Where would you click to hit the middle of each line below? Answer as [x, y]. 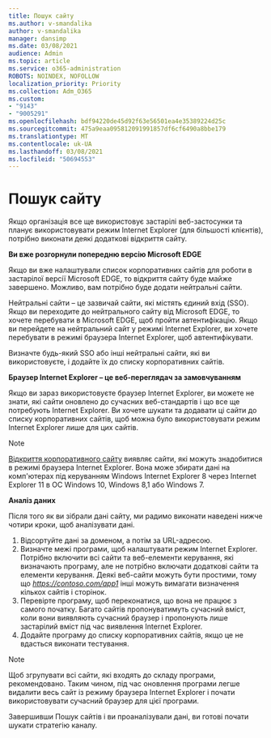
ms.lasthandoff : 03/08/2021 [56, 151]
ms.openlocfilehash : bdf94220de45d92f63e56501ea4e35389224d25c [117, 122]
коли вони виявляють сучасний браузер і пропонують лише [124, 618]
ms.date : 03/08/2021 [43, 46]
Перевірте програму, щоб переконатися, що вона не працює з [128, 601]
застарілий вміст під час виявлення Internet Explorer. [111, 627]
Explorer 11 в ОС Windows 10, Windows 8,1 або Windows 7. [106, 485]
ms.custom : [27, 99]
